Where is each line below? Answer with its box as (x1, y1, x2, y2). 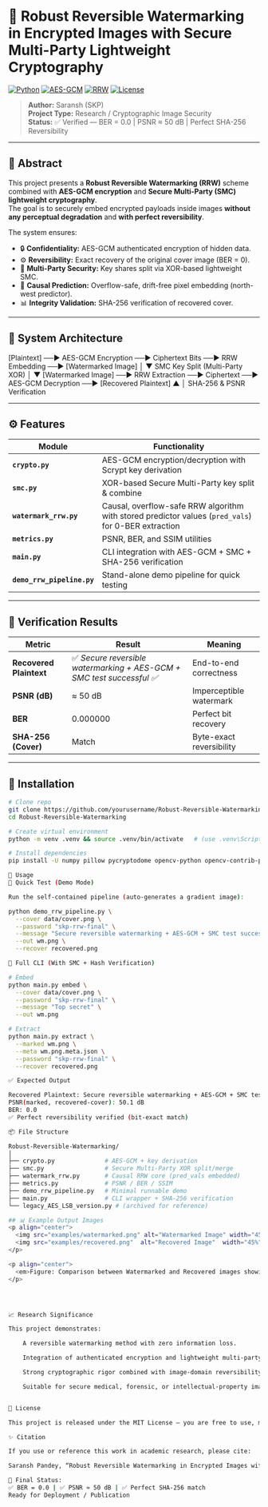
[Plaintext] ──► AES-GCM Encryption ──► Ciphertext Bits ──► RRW (8, 353, 238, 362)
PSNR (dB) (12, 691, 53, 702)
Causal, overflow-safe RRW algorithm (101, 500, 245, 512)
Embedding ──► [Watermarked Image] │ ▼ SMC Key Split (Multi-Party (8, 361, 243, 371)
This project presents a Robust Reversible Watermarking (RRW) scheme (8, 177, 250, 187)
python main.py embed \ (8, 981, 88, 989)
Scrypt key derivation (101, 464, 182, 476)
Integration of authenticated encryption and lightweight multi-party (22, 1354, 262, 1362)
